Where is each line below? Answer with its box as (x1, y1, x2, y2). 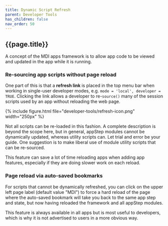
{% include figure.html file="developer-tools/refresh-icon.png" (5, 108, 135, 115)
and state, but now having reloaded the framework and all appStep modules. (5, 199, 163, 206)
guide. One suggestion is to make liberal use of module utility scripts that (5, 139, 156, 146)
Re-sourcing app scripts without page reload (5, 71, 117, 78)
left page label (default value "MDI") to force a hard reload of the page (5, 189, 150, 195)
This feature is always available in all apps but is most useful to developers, (5, 209, 161, 215)
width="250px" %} (5, 114, 45, 120)
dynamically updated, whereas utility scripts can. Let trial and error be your (5, 134, 160, 140)
